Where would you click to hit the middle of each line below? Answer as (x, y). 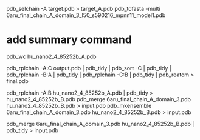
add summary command (69, 40)
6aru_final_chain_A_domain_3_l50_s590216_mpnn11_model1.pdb (86, 15)
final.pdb (17, 81)
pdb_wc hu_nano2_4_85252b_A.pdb (51, 56)
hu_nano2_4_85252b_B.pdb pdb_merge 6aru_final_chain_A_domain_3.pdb (99, 99)
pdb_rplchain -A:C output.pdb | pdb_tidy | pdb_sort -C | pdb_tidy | (89, 68)
